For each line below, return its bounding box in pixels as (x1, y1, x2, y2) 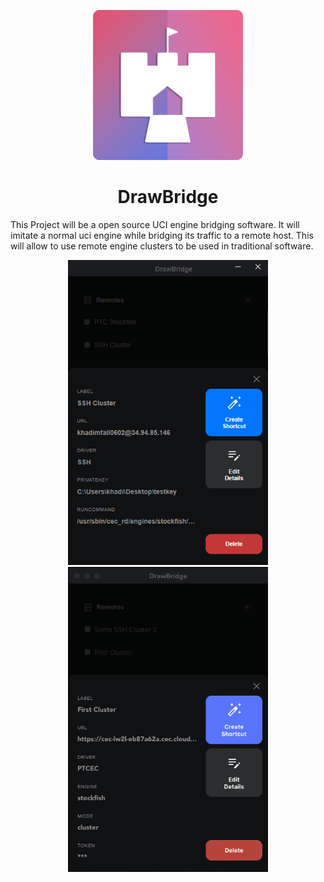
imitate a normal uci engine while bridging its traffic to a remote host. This (10, 229, 314, 241)
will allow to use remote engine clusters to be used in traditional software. (10, 240, 314, 252)
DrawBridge (117, 186, 219, 209)
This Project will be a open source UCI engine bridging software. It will (10, 218, 300, 230)
